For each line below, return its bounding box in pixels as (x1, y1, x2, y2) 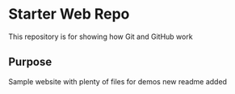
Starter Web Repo (8, 5, 130, 23)
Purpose (8, 55, 52, 69)
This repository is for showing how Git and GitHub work (8, 32, 193, 41)
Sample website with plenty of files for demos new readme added (8, 76, 228, 86)
